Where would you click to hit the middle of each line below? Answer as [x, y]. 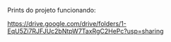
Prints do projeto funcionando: [52, 10]
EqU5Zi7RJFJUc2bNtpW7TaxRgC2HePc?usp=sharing [85, 31]
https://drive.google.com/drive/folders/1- [67, 23]
